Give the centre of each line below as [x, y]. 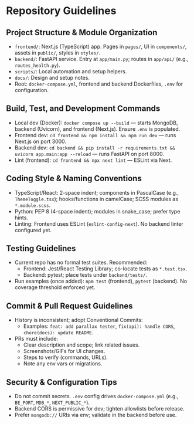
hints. [21, 218]
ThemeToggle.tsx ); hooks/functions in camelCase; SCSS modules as [96, 199]
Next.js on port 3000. [40, 141]
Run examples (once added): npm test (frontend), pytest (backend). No [101, 281]
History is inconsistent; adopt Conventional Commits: [79, 320]
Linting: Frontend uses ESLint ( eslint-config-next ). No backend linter [99, 223]
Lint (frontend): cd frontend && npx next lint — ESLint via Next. [93, 160]
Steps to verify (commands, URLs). [66, 357]
